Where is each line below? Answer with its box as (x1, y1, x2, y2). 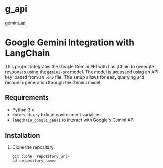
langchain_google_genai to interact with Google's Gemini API (12, 117, 135, 123)
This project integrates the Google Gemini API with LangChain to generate (5, 63, 154, 69)
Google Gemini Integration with (5, 37, 135, 48)
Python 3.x (12, 107, 34, 112)
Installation (5, 131, 40, 140)
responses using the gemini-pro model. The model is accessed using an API (5, 69, 159, 75)
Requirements (5, 93, 49, 102)
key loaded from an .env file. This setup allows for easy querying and (5, 74, 145, 80)
